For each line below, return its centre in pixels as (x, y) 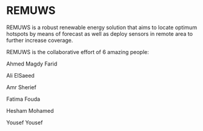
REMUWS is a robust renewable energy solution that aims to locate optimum (102, 27)
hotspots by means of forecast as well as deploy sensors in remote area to (100, 33)
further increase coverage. (40, 40)
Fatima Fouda (23, 99)
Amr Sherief (21, 87)
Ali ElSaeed (20, 75)
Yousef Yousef (25, 123)
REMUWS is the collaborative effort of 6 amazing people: (77, 52)
